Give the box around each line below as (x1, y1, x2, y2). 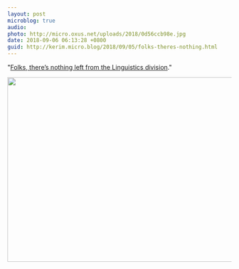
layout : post (7, 10, 46, 18)
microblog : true (7, 17, 55, 24)
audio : (7, 23, 27, 31)
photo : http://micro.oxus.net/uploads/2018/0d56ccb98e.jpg (7, 30, 186, 38)
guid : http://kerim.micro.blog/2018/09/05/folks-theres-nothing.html (7, 43, 218, 51)
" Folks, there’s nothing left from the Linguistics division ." (7, 63, 172, 71)
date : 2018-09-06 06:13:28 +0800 (7, 37, 107, 44)
